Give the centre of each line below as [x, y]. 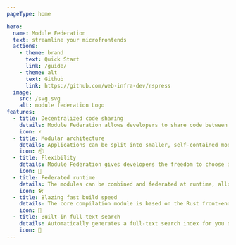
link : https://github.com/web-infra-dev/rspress [98, 85]
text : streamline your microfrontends [70, 40]
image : [23, 92]
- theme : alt [38, 72]
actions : [26, 47]
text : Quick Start [52, 60]
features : [21, 112]
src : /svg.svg [40, 99]
